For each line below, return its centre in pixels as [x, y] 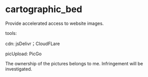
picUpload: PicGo [24, 54]
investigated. [19, 69]
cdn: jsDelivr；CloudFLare [32, 44]
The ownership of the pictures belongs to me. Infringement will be [74, 63]
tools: [11, 33]
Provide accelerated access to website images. [54, 23]
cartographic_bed [44, 9]
